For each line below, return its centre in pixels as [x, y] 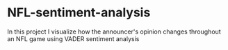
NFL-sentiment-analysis [79, 13]
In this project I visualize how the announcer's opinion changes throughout [114, 32]
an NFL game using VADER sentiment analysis [73, 38]
